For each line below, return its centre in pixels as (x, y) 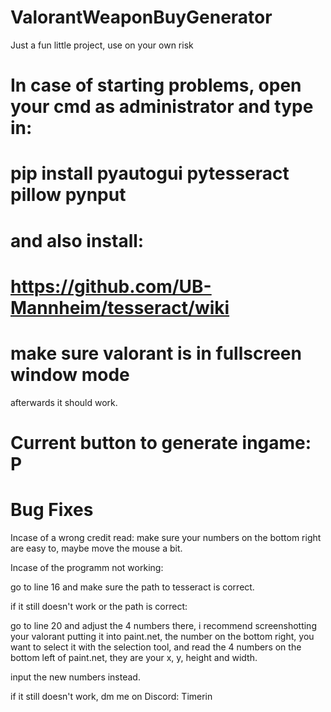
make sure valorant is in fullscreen (156, 353)
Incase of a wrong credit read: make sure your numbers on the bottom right (166, 537)
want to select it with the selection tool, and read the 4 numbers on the (156, 647)
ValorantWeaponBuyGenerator (141, 17)
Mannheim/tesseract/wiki (120, 307)
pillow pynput (68, 195)
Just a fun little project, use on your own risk (102, 45)
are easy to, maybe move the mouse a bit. (96, 548)
